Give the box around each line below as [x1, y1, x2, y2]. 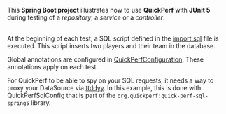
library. [31, 99, 51, 107]
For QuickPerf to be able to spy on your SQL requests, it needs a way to [7, 76, 214, 85]
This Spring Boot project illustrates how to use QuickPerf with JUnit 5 [7, 6, 211, 14]
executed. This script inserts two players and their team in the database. [7, 42, 216, 50]
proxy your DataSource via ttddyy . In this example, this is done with [7, 84, 202, 92]
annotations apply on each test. [7, 63, 99, 71]
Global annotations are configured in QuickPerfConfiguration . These [7, 55, 204, 64]
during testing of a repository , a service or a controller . [7, 13, 165, 22]
